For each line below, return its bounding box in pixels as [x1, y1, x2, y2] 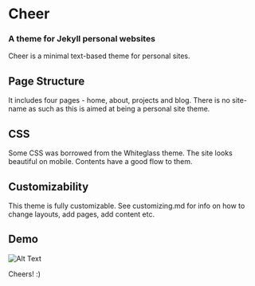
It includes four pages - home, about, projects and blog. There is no [8, 96, 231, 105]
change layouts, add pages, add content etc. [8, 209, 155, 219]
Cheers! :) [8, 268, 41, 279]
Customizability [8, 180, 89, 194]
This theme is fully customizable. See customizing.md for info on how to [8, 201, 245, 210]
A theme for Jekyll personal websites [8, 33, 155, 45]
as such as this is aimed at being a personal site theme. [28, 104, 210, 114]
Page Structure [8, 74, 85, 88]
